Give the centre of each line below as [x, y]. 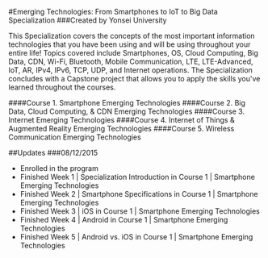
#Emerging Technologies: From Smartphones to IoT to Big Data [113, 12]
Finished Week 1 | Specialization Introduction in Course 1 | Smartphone [138, 177]
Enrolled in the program [59, 168]
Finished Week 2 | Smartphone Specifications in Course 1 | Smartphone [139, 194]
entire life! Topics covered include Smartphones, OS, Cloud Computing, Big [133, 53]
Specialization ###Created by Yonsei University [88, 20]
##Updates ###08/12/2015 [53, 153]
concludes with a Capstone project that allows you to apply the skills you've [134, 79]
